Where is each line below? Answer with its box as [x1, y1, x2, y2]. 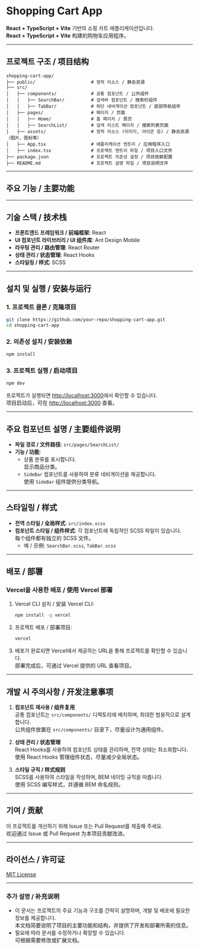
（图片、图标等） [6, 135, 42, 141]
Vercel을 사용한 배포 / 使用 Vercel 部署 [6, 586, 113, 594]
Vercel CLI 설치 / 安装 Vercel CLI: [14, 601, 95, 608]
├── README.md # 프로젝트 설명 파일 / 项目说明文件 [6, 160, 169, 166]
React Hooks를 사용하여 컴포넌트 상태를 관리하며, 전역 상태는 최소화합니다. [14, 746, 188, 753]
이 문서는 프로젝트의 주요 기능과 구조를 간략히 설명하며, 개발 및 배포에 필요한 [14, 907, 191, 914]
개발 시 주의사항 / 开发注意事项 [6, 687, 114, 697]
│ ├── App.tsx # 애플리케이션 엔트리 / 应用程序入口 [6, 141, 170, 147]
